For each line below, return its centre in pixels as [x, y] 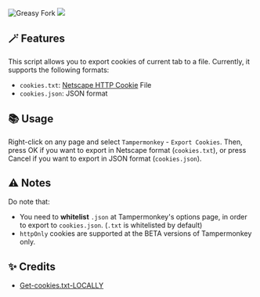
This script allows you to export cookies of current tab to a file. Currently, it [129, 61]
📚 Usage [31, 119]
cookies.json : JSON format [63, 93]
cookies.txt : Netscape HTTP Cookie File [85, 85]
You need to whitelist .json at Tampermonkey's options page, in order [134, 217]
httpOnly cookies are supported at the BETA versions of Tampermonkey [135, 234]
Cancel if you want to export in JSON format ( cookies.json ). [105, 158]
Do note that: [29, 202]
